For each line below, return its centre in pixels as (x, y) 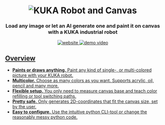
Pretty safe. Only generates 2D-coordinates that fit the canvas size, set (85, 101)
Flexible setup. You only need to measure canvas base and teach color (85, 91)
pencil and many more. (35, 86)
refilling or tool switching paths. (44, 96)
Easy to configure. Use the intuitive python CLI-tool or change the (80, 112)
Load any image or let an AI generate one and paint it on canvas (83, 26)
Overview (20, 58)
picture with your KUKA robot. (43, 75)
